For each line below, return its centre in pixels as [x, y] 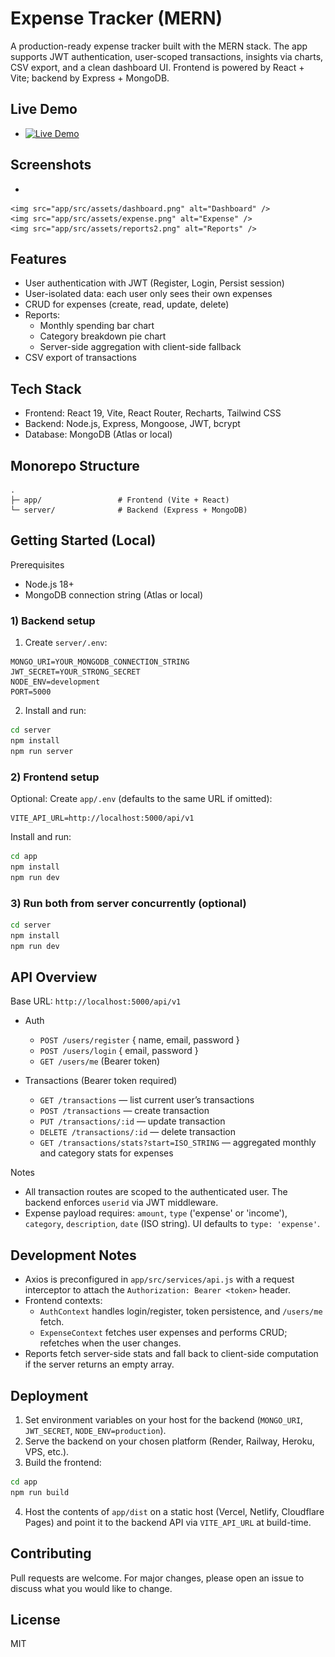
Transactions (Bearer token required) [101, 1081]
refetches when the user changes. [110, 1343]
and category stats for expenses [106, 1153]
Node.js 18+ [49, 584]
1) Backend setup [53, 620]
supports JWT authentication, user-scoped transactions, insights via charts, [167, 56]
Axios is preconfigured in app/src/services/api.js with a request [159, 1279]
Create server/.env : [66, 643]
